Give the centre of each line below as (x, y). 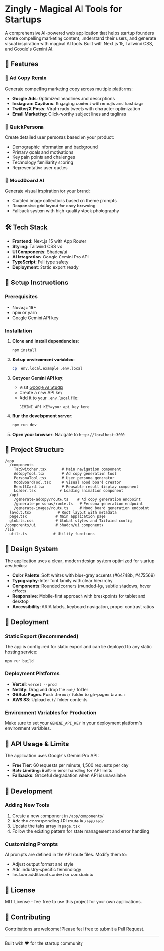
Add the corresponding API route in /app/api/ (58, 821)
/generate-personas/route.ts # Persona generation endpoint (78, 504)
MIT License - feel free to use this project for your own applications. (73, 902)
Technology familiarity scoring (43, 162)
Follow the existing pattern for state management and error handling (81, 831)
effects (19, 591)
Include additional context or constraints (53, 874)
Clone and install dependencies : (45, 341)
